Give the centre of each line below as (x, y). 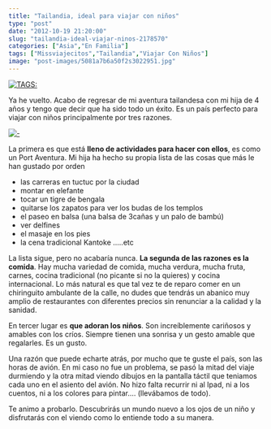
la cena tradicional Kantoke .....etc (77, 242)
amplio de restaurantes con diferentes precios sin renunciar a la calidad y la (135, 301)
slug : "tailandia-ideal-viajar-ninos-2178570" (88, 39)
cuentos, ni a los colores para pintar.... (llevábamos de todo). (110, 393)
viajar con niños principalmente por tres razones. (90, 117)
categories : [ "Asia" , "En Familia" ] (69, 46)
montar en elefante (52, 190)
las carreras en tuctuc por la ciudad (80, 182)
